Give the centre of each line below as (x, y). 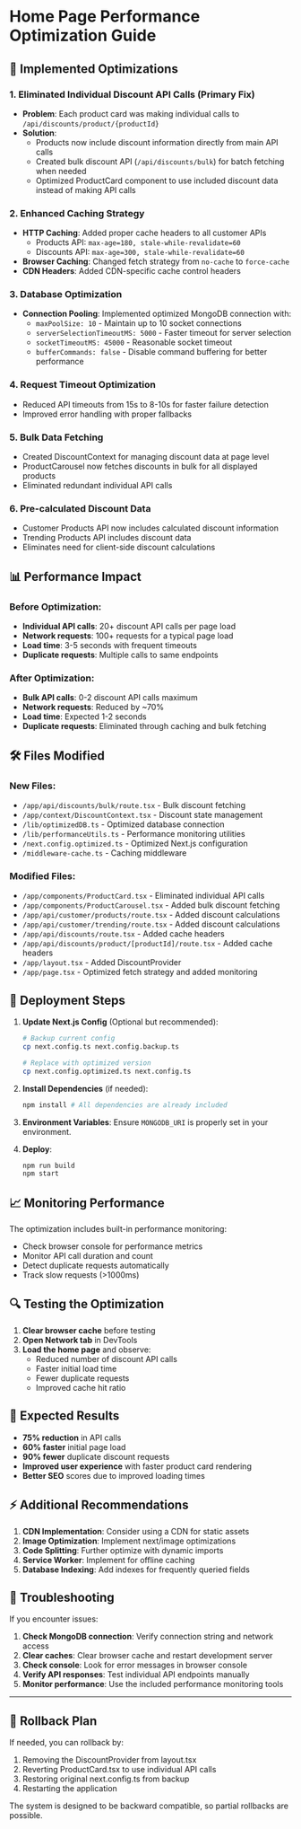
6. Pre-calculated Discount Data (80, 508)
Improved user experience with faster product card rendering (137, 1466)
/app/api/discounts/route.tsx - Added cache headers (124, 934)
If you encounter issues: (54, 1619)
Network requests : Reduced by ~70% (93, 708)
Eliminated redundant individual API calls (97, 486)
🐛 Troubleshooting (62, 1597)
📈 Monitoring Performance (87, 1203)
